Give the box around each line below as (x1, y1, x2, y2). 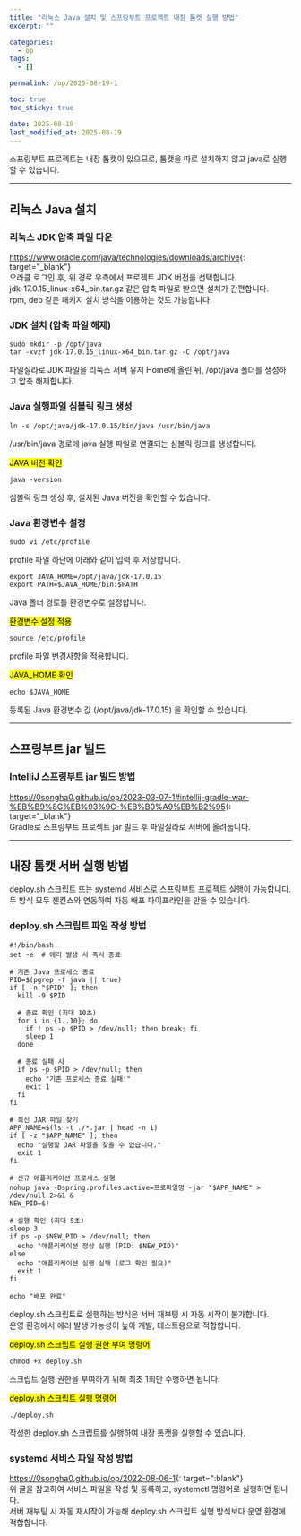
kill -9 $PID (17, 991, 66, 1000)
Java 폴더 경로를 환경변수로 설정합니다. (9, 597, 147, 608)
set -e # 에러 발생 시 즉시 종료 (9, 950, 121, 959)
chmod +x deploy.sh (9, 1357, 82, 1366)
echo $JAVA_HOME (9, 687, 70, 696)
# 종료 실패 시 (17, 1057, 64, 1066)
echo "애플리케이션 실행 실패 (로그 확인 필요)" (17, 1258, 172, 1268)
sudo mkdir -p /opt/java (9, 340, 102, 349)
